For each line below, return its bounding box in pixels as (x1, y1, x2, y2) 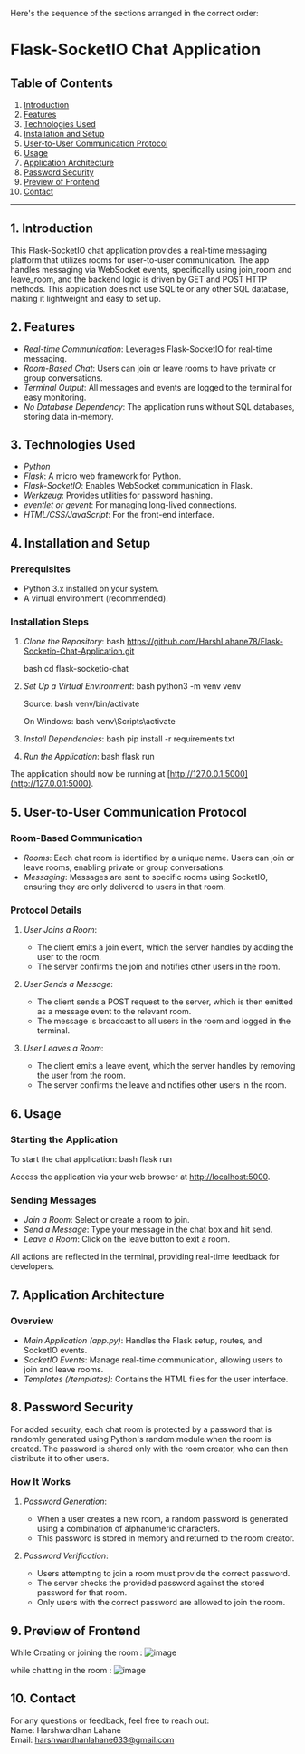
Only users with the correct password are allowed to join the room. (36, 1597, 286, 1608)
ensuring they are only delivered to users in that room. (23, 881, 226, 892)
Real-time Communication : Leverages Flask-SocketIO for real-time (23, 344, 272, 354)
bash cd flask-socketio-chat (23, 664, 129, 674)
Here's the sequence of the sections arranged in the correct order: (10, 8, 259, 18)
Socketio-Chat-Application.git (23, 645, 135, 656)
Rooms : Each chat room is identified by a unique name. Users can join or (23, 852, 295, 864)
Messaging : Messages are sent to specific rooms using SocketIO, (23, 872, 268, 883)
